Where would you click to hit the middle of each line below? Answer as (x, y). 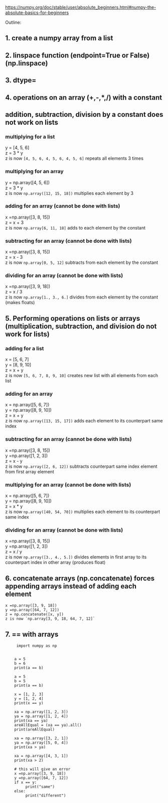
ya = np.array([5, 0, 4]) (41, 743)
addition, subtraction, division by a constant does (84, 115)
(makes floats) (20, 303)
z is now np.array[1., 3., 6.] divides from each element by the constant (82, 297)
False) (140, 55)
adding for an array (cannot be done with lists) (63, 206)
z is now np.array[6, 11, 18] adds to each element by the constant (75, 228)
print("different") (46, 795)
